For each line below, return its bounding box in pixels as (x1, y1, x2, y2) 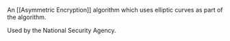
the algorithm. (7, 13, 47, 21)
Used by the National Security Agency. (7, 27, 116, 34)
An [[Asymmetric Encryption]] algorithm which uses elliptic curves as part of (7, 6, 223, 14)
